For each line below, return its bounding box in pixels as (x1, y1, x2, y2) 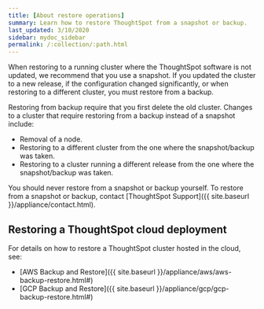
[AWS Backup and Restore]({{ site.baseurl (19, 267, 156, 276)
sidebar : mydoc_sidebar (8, 33, 86, 42)
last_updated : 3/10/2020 (8, 26, 90, 34)
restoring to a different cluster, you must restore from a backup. (8, 87, 214, 97)
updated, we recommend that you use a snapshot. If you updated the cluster (8, 71, 256, 80)
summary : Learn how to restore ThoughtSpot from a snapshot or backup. (8, 19, 247, 27)
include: (8, 120, 35, 129)
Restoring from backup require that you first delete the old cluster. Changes (8, 103, 253, 112)
